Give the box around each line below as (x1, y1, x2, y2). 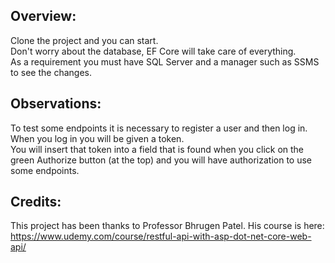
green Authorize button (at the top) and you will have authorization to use (10, 154, 312, 166)
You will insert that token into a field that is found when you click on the (10, 143, 305, 155)
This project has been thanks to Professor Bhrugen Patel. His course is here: (10, 220, 325, 232)
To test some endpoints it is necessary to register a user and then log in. (10, 122, 308, 134)
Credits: (10, 194, 62, 211)
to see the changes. (10, 66, 92, 78)
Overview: (10, 8, 77, 25)
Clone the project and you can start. (10, 34, 159, 46)
